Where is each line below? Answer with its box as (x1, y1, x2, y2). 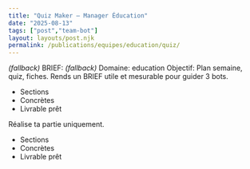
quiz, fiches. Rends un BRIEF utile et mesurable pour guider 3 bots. (8, 72, 229, 81)
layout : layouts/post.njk (8, 33, 94, 42)
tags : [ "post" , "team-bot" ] (8, 26, 98, 34)
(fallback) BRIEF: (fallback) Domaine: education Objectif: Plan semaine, (8, 63, 243, 73)
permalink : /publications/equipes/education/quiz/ (8, 41, 181, 49)
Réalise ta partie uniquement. (8, 120, 105, 129)
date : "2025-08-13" (8, 19, 73, 27)
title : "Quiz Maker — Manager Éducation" (8, 11, 149, 20)
